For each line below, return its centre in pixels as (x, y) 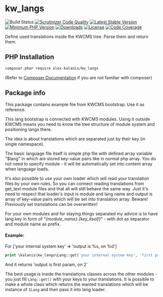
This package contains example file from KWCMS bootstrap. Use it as (75, 105)
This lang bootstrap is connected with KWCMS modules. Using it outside (78, 119)
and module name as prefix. (33, 224)
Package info (25, 93)
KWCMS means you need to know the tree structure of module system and (80, 124)
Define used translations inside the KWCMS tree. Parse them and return (77, 37)
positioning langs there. (29, 130)
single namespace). (25, 144)
